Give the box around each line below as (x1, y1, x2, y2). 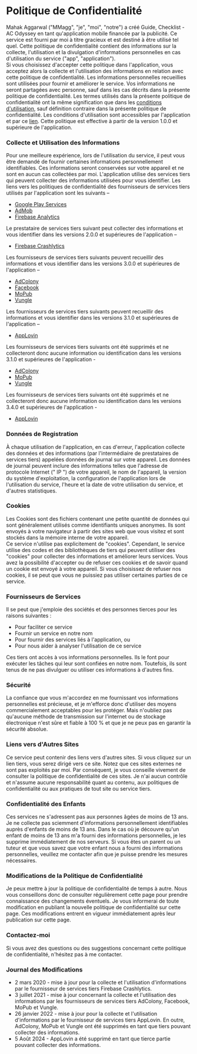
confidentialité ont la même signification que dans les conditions (6, 98, 162, 105)
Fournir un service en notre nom (14, 630, 93, 637)
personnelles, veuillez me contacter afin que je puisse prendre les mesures (6, 851, 188, 858)
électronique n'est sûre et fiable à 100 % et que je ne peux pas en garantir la (6, 719, 191, 726)
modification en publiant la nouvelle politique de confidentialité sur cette (6, 904, 181, 911)
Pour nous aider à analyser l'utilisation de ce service (14, 642, 142, 649)
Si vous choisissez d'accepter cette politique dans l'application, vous (6, 61, 173, 68)
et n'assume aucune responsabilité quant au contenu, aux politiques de (6, 779, 179, 786)
